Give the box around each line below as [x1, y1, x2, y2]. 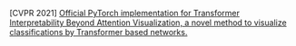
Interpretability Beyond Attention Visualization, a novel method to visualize [9, 17, 288, 28]
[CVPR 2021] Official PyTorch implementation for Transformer [9, 8, 241, 18]
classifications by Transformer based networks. [9, 27, 188, 37]
